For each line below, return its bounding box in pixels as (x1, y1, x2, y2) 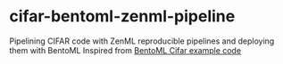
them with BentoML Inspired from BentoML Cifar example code (9, 44, 242, 55)
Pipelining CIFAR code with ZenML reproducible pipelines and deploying (9, 36, 275, 46)
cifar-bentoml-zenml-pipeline (9, 6, 236, 27)
